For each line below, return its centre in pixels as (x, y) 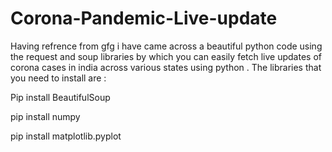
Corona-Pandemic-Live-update (144, 18)
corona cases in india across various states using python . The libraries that (166, 67)
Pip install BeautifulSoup (60, 97)
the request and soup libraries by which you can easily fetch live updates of (166, 56)
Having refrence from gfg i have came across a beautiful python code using (166, 46)
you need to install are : (58, 78)
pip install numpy (45, 116)
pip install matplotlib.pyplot (66, 136)
